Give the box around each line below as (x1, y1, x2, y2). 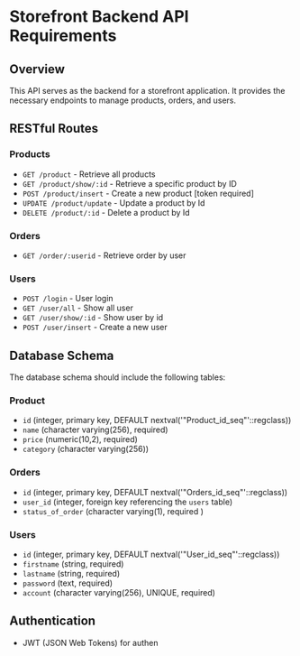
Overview (9, 61, 66, 77)
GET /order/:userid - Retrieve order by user (22, 250, 186, 261)
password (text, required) (22, 577, 114, 588)
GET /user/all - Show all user (22, 302, 133, 313)
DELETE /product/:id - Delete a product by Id (22, 207, 191, 217)
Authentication (9, 614, 96, 629)
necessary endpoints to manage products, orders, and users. (9, 95, 237, 106)
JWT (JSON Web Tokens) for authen (22, 637, 159, 648)
